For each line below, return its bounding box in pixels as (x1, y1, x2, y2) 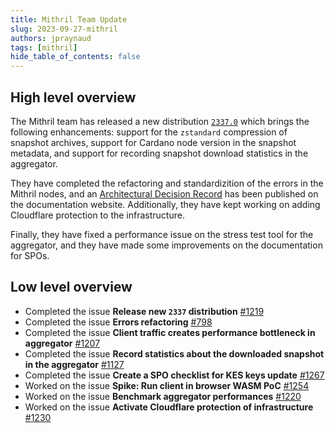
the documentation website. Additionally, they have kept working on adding (10, 198, 321, 210)
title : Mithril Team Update (10, 14, 128, 25)
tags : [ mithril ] (10, 42, 78, 53)
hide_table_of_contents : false (10, 52, 141, 62)
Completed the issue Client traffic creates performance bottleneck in (24, 326, 316, 338)
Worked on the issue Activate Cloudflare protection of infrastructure (24, 401, 314, 413)
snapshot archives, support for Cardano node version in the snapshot (10, 136, 297, 148)
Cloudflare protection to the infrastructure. (10, 209, 185, 221)
